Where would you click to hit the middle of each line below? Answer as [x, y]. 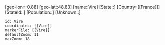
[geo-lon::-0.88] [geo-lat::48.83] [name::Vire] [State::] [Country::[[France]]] [83, 7]
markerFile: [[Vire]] [28, 30]
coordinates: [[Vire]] [29, 26]
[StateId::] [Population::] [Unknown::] [43, 12]
